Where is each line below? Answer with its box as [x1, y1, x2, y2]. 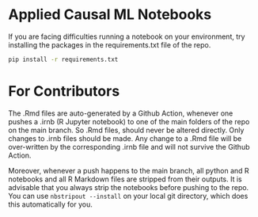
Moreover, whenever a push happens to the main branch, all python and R [8, 166, 249, 175]
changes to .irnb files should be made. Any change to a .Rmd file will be [8, 133, 242, 143]
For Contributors [8, 82, 120, 100]
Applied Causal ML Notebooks [8, 6, 212, 24]
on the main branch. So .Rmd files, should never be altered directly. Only [8, 125, 245, 135]
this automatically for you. [8, 200, 93, 209]
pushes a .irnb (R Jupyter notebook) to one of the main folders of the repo [8, 116, 250, 126]
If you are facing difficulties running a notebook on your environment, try [8, 32, 245, 41]
